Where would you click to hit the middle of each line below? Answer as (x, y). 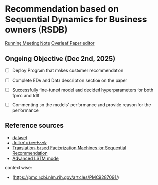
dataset (20, 137)
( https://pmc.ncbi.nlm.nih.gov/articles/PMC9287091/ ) (66, 177)
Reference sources (35, 126)
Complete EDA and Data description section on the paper (70, 80)
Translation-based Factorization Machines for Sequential (69, 148)
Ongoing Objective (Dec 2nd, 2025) (60, 59)
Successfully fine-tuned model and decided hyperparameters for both (83, 90)
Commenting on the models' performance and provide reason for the (81, 105)
